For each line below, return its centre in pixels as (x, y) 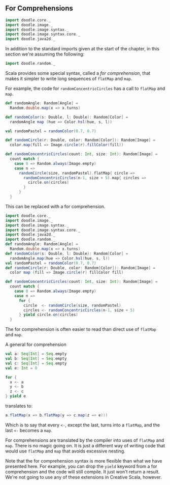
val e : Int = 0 (21, 368)
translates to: (19, 406)
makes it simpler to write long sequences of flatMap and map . (69, 79)
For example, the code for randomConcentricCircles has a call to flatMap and (85, 89)
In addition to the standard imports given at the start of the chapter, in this (82, 49)
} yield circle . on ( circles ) (48, 315)
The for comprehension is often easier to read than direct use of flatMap (81, 329)
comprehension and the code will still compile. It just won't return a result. (82, 472)
